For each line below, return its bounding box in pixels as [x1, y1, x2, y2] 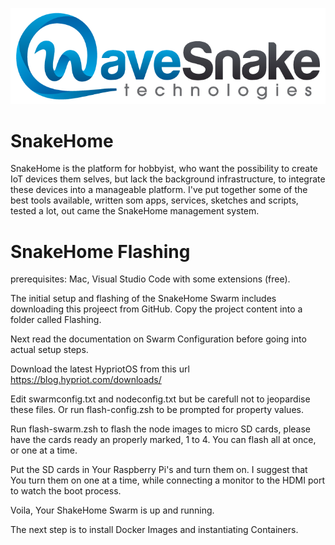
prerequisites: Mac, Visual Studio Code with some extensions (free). [10, 273, 291, 285]
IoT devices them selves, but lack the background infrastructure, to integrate [10, 173, 326, 185]
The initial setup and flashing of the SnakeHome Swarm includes [10, 293, 277, 305]
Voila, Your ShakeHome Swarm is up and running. [10, 504, 215, 517]
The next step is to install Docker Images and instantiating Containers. [10, 524, 299, 536]
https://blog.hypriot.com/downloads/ [10, 374, 162, 386]
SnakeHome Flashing [10, 240, 191, 263]
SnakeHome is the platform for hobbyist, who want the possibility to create [10, 163, 318, 175]
